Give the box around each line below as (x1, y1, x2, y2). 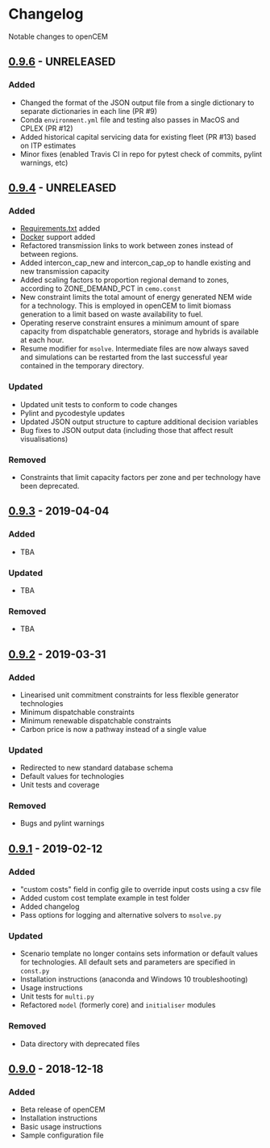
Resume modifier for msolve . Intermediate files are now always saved (19, 344, 249, 354)
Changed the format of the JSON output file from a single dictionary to (19, 98, 255, 107)
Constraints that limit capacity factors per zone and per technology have (19, 472, 261, 481)
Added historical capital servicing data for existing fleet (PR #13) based (19, 132, 256, 141)
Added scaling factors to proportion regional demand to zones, (19, 275, 230, 285)
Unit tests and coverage (19, 780, 100, 790)
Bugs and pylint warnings (19, 818, 105, 828)
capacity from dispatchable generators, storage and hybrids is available (19, 326, 260, 336)
